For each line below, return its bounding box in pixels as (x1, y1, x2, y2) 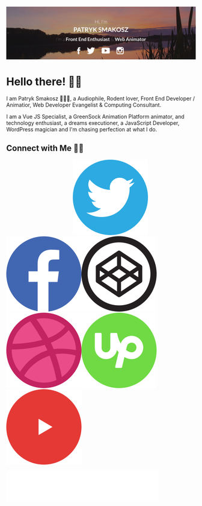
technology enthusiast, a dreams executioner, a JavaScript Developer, (6, 119, 180, 127)
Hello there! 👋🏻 (6, 75, 82, 88)
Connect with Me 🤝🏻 (6, 143, 84, 154)
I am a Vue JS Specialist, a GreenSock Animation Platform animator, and (6, 113, 185, 120)
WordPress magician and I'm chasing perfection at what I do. (6, 125, 158, 133)
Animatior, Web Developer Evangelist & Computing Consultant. (6, 101, 162, 109)
